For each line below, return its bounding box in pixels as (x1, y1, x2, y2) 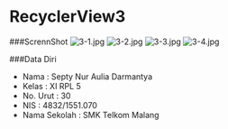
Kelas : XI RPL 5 (22, 80, 81, 91)
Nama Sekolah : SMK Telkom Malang (22, 109, 160, 120)
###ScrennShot (9, 36, 68, 47)
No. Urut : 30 (22, 90, 71, 101)
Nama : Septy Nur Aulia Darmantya (22, 70, 153, 82)
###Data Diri (9, 53, 57, 64)
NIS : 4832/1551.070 (22, 99, 97, 110)
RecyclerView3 (9, 6, 126, 27)
